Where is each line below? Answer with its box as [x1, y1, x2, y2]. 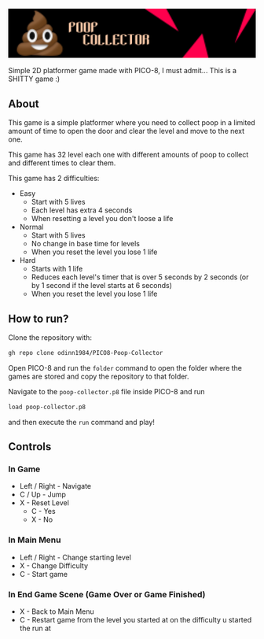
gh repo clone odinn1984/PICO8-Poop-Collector [8, 349, 163, 357]
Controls [8, 440, 52, 453]
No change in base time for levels [31, 239, 140, 249]
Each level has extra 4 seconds [31, 205, 133, 215]
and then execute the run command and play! [8, 417, 156, 427]
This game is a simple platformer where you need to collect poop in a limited [8, 118, 255, 127]
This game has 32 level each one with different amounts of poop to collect [8, 150, 249, 160]
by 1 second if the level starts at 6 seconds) [31, 281, 173, 290]
